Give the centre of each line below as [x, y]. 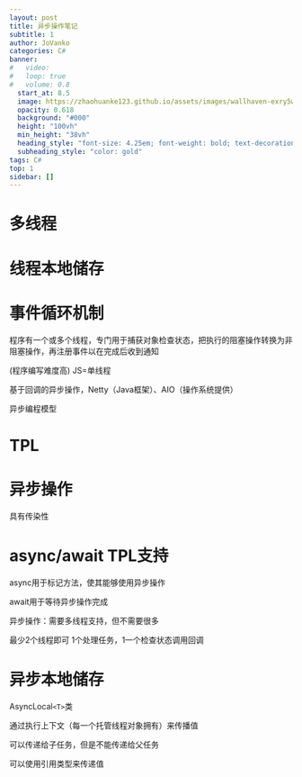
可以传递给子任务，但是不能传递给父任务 [84, 745]
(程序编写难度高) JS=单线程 [60, 370]
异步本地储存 [57, 679]
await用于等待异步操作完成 [59, 601]
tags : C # [26, 160]
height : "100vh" [48, 127]
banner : [24, 59]
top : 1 [22, 168]
